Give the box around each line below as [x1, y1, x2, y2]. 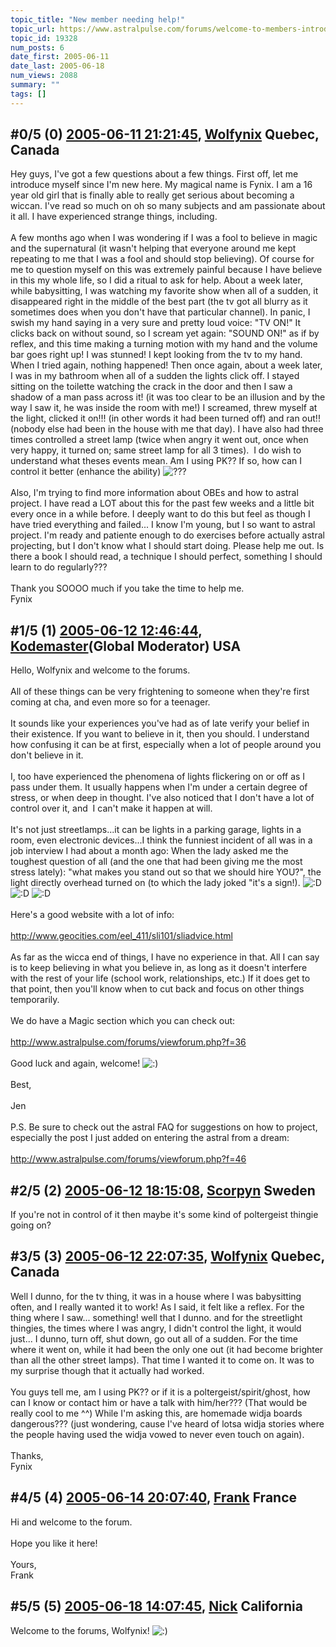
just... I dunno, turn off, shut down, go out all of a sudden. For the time [10, 1332, 298, 1345]
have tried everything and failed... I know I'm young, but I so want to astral [10, 519, 316, 531]
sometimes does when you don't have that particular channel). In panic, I [10, 306, 311, 318]
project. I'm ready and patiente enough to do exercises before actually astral [10, 529, 325, 541]
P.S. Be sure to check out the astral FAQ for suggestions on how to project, [10, 1121, 318, 1133]
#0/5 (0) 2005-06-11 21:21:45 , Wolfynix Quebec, [10, 126, 320, 143]
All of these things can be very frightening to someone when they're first [10, 686, 310, 698]
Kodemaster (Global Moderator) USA [10, 637, 242, 655]
